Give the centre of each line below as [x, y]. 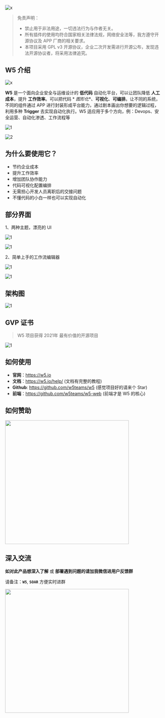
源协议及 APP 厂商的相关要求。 [56, 41]
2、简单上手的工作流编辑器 [33, 257]
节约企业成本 [25, 166]
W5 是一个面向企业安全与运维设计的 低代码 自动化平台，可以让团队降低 [78, 93]
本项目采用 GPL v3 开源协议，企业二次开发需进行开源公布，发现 [89, 47]
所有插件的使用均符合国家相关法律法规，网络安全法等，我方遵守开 [92, 34]
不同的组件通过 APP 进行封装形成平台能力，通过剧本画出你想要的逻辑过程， [82, 105]
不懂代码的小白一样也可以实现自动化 [49, 198]
